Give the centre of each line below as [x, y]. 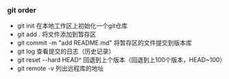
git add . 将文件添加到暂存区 [57, 34]
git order [22, 10]
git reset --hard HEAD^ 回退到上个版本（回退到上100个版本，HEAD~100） [121, 60]
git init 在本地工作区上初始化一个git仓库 [72, 26]
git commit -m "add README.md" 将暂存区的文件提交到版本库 [104, 43]
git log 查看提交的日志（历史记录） [66, 51]
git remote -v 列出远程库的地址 [60, 68]
